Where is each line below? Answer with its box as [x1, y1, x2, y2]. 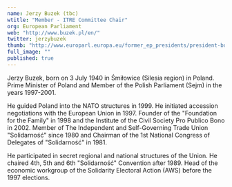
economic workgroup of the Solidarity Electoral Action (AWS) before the [7, 166, 212, 174]
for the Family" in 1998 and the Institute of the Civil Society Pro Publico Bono [7, 116, 225, 124]
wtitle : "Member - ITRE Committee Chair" [7, 16, 128, 23]
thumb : [7, 42, 26, 49]
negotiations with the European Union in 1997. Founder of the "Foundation [7, 109, 217, 117]
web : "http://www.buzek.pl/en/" [7, 29, 100, 36]
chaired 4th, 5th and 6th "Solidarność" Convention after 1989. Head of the [7, 159, 218, 167]
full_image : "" [7, 49, 51, 56]
